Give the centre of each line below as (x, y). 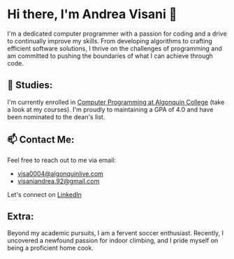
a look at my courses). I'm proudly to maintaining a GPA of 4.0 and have (110, 109)
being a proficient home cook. (51, 248)
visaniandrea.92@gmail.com (58, 181)
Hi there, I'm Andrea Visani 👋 (92, 14)
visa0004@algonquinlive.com (60, 173)
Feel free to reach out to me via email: (62, 160)
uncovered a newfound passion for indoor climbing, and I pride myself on (113, 241)
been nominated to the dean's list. (56, 117)
